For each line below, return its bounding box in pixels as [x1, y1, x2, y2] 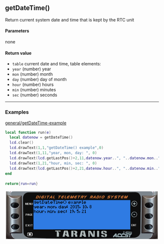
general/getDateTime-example [5, 120, 67, 126]
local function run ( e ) [5, 130, 51, 135]
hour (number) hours [12, 81, 54, 87]
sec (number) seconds [12, 92, 58, 98]
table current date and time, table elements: [12, 61, 102, 67]
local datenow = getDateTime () [9, 135, 73, 140]
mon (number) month [12, 71, 53, 77]
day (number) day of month [12, 77, 67, 82]
